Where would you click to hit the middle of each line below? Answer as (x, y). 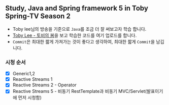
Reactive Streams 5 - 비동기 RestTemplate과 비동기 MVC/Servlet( (80, 91)
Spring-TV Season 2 (38, 16)
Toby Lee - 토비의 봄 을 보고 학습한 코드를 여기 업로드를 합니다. (75, 35)
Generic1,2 (24, 74)
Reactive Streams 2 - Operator (45, 85)
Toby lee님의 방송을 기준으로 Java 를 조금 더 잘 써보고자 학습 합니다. (79, 29)
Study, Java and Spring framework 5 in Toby (77, 8)
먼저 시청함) (30, 97)
